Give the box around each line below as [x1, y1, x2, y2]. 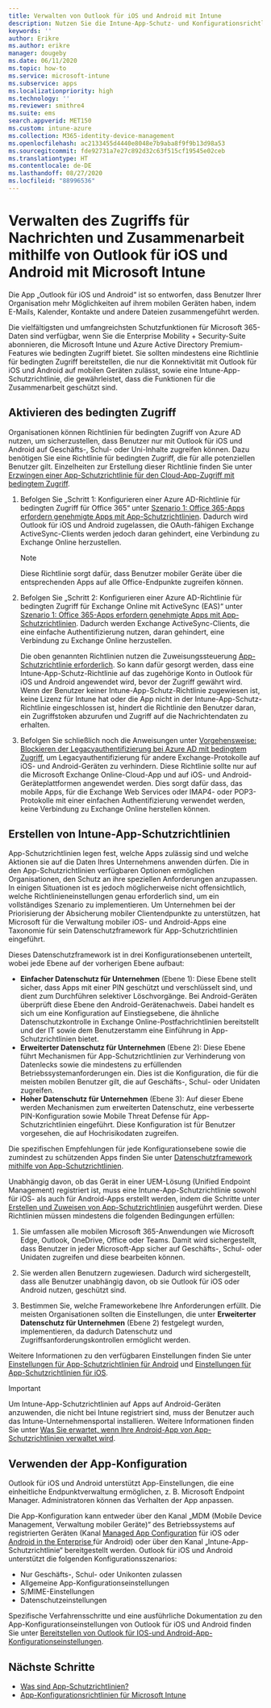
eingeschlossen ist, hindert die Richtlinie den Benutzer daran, [52, 703, 256, 712]
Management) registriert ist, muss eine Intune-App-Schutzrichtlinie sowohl [8, 1185, 256, 1195]
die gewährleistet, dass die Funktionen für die [64, 374, 216, 383]
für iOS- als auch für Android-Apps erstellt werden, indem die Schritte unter [8, 1194, 261, 1204]
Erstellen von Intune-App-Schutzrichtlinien [8, 828, 231, 841]
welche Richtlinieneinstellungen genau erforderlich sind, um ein [8, 892, 219, 901]
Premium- [210, 340, 244, 349]
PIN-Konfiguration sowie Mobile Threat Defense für [19, 1111, 191, 1121]
